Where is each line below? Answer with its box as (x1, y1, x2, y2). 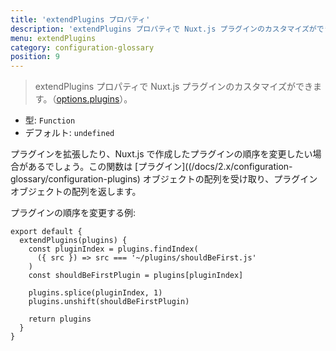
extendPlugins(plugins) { (19, 236, 128, 246)
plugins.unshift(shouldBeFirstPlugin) (28, 297, 190, 307)
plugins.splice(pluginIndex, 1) (28, 288, 163, 298)
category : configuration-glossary (10, 42, 155, 53)
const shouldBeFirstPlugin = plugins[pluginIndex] (28, 271, 244, 281)
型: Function (24, 114, 76, 126)
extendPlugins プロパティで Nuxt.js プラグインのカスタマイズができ (34, 81, 313, 93)
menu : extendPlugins (10, 33, 97, 43)
